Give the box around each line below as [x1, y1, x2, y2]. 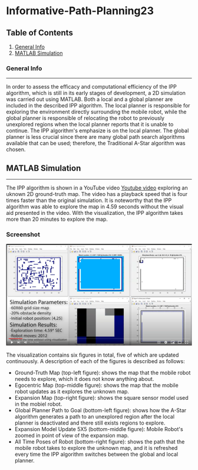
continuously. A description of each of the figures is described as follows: [6, 357, 185, 364]
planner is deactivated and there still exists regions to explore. [14, 419, 166, 426]
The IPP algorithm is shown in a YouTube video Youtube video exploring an [6, 184, 188, 191]
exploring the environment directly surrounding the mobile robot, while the [6, 108, 187, 116]
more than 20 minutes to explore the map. [6, 216, 108, 223]
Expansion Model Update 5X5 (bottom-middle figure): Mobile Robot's [14, 425, 184, 432]
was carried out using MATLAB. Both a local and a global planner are [6, 96, 173, 103]
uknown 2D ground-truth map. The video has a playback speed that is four [6, 191, 188, 198]
